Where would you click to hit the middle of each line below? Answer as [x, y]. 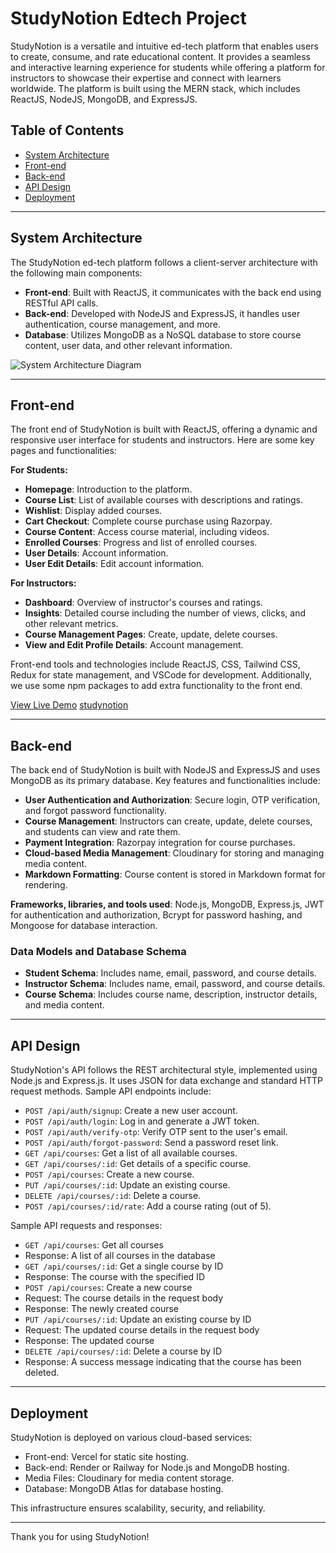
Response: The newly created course [102, 1309]
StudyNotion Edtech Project [128, 18]
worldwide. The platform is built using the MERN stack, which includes [155, 88]
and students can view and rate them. [102, 832]
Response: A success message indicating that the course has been [163, 1362]
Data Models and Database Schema [98, 952]
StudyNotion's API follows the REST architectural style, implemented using [164, 1070]
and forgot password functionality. [95, 811]
